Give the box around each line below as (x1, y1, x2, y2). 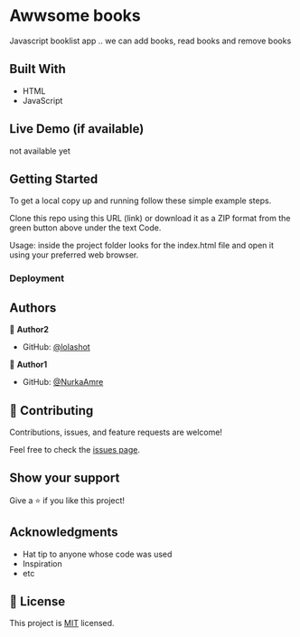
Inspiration (22, 557, 62, 569)
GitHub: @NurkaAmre (22, 377, 104, 388)
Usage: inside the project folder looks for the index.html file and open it (9, 240, 274, 251)
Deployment (9, 272, 65, 285)
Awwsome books (9, 5, 142, 26)
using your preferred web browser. (9, 249, 139, 260)
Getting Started (9, 171, 98, 186)
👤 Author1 (9, 359, 48, 370)
